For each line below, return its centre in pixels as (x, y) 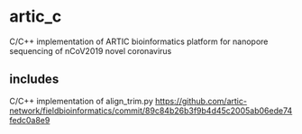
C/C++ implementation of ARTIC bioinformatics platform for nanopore (139, 41)
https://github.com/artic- (201, 101)
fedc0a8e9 (30, 120)
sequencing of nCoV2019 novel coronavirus (91, 50)
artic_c (36, 17)
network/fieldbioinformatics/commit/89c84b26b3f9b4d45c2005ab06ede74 (151, 111)
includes (34, 80)
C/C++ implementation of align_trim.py (81, 101)
